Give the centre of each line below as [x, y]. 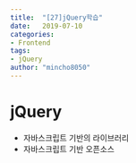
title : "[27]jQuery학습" [57, 17]
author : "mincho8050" [51, 68]
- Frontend [30, 43]
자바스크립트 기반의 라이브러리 [76, 137]
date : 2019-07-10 [47, 26]
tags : [20, 51]
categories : [32, 34]
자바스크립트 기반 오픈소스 [69, 149]
